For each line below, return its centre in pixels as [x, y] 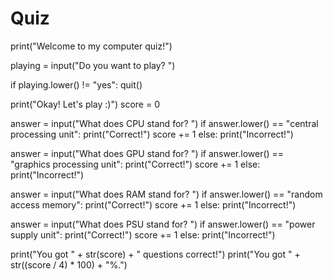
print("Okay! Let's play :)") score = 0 [85, 104]
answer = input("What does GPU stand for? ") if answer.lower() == [147, 153]
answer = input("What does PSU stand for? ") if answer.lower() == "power [163, 224]
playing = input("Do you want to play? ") [93, 65]
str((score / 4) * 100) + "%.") [69, 264]
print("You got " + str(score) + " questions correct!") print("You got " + [155, 254]
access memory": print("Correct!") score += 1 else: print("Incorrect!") [153, 204]
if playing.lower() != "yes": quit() [76, 84]
